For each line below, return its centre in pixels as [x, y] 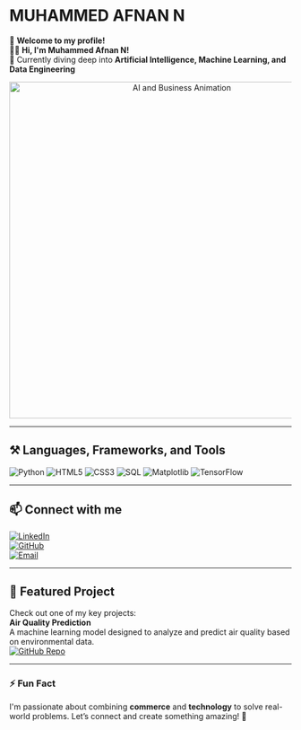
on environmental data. [52, 642]
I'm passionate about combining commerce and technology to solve [136, 707]
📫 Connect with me [66, 510]
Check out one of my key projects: [73, 613]
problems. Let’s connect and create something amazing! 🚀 [139, 716]
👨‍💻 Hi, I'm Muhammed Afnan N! [69, 49]
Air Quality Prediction [50, 623]
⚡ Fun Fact [33, 683]
